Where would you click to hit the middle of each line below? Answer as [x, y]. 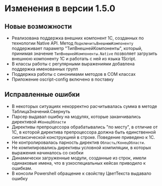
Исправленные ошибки [42, 94]
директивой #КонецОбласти [39, 121]
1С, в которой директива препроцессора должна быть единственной [84, 132]
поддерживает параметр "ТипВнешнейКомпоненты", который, [77, 48]
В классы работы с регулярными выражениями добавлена [73, 64]
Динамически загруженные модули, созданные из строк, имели [79, 158]
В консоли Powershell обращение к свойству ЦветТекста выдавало [81, 173]
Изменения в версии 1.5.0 [60, 8]
